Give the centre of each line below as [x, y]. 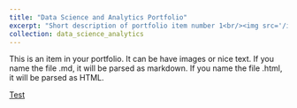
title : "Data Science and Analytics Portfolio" [99, 17]
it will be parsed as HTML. [57, 78]
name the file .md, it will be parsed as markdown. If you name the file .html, [146, 68]
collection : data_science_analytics [76, 34]
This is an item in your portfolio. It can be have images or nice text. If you [141, 59]
